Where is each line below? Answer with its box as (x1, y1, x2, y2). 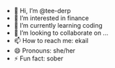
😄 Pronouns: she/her (13, 46, 75, 55)
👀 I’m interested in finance (13, 14, 89, 22)
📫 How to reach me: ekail (13, 37, 89, 44)
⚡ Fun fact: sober (13, 54, 64, 62)
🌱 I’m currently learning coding (13, 22, 103, 29)
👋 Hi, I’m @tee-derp (13, 7, 71, 15)
